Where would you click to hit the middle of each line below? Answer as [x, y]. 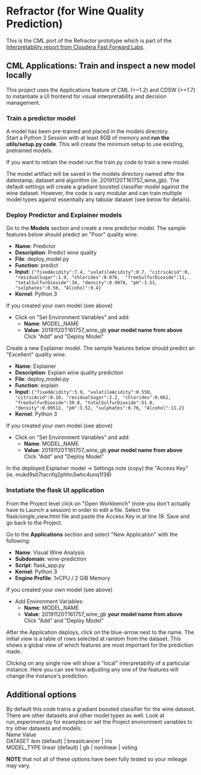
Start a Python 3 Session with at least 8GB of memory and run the [88, 138]
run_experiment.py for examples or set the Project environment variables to [100, 722]
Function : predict [36, 266]
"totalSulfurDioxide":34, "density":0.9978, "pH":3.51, [86, 283]
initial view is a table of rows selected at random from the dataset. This [94, 638]
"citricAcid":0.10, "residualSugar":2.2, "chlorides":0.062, [93, 398]
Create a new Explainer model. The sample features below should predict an [100, 348]
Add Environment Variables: [49, 601]
